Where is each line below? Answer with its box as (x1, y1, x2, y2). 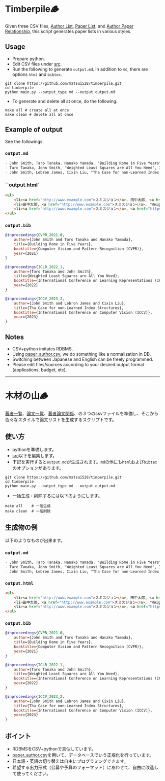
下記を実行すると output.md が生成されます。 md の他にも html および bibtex (12, 459, 157, 465)
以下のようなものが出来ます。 (5, 537, 65, 543)
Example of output (5, 126, 63, 134)
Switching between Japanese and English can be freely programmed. (12, 356, 154, 362)
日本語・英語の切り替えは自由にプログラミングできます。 (12, 758, 129, 764)
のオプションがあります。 (12, 465, 64, 471)
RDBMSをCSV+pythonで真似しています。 (12, 746, 96, 752)
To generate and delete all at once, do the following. (12, 98, 118, 104)
